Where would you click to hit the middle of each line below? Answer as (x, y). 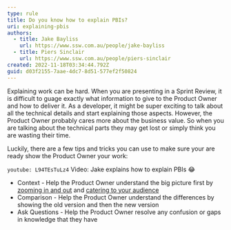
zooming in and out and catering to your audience (88, 190)
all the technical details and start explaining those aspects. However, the (110, 113)
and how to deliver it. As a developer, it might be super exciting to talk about (115, 106)
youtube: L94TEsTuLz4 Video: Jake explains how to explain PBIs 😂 (101, 169)
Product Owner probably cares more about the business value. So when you (115, 120)
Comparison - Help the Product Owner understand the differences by (116, 197)
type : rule (23, 13)
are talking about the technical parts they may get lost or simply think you (111, 128)
